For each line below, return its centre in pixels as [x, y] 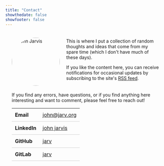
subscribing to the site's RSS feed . [103, 78]
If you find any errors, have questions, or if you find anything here [81, 95]
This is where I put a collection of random [110, 41]
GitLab [23, 154]
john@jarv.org [60, 115]
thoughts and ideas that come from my [107, 46]
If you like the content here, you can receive [112, 67]
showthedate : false [26, 15]
